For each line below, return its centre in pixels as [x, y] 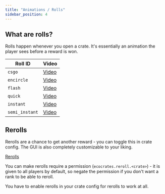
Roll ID [23, 64]
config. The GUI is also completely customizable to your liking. [69, 147]
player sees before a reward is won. [42, 51]
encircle [18, 80]
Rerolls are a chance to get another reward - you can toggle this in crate [79, 142]
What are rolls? [29, 34]
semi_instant [23, 112]
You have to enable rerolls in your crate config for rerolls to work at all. [77, 187]
